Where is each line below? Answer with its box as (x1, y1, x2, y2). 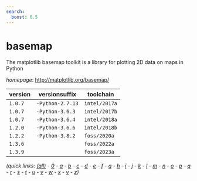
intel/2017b (84, 108, 118, 115)
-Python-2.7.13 (36, 100, 79, 107)
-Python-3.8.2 (36, 133, 76, 139)
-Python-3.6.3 (36, 108, 76, 115)
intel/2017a (84, 100, 118, 107)
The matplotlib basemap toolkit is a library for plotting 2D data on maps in (6, 59, 184, 66)
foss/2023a (84, 149, 114, 156)
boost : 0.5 (11, 14, 38, 20)
